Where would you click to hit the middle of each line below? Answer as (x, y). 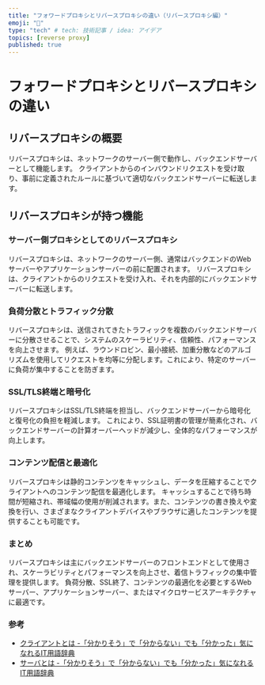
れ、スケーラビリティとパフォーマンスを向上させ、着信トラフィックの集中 (129, 572)
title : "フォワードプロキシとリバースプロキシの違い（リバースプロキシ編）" (118, 15)
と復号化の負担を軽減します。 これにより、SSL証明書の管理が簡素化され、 (129, 421)
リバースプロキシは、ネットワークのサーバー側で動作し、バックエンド (123, 158)
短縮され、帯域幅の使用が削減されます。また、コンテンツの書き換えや (136, 501)
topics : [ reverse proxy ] (49, 38)
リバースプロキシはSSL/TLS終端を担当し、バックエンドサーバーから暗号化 (130, 411)
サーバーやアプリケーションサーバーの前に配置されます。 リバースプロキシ (130, 268)
